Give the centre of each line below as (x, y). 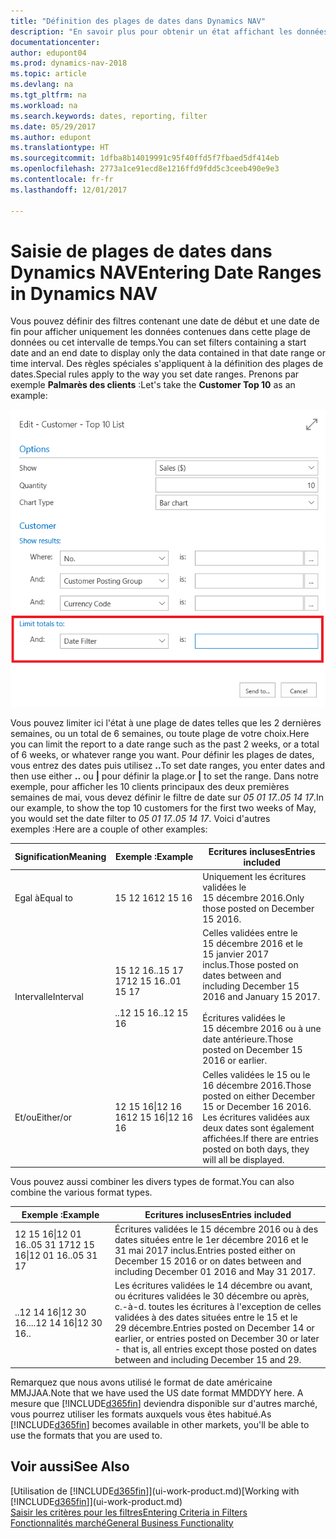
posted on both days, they (256, 1149)
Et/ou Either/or (43, 1117)
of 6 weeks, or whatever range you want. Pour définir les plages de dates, (162, 755)
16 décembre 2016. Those (257, 1085)
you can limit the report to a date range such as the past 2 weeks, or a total (165, 744)
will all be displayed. (243, 1159)
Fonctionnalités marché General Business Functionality (122, 1522)
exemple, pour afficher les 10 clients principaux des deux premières (150, 787)
